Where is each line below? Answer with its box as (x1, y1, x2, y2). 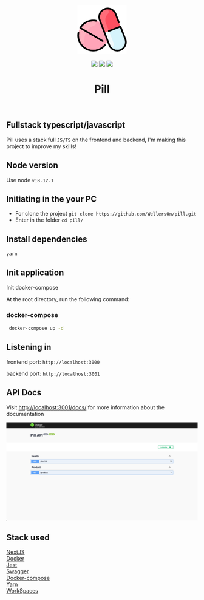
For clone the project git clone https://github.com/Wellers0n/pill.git (15, 210, 197, 217)
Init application (6, 268, 64, 278)
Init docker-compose (6, 284, 59, 291)
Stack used (6, 532, 50, 542)
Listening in (6, 342, 52, 352)
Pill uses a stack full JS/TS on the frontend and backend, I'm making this (6, 136, 186, 143)
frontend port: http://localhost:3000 (6, 358, 100, 366)
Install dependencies (6, 234, 87, 244)
